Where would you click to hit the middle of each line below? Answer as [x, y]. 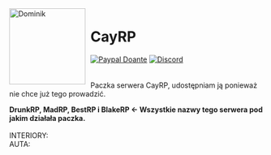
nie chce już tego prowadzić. [58, 93]
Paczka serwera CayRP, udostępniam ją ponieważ [174, 85]
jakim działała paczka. [47, 118]
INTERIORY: [29, 135]
